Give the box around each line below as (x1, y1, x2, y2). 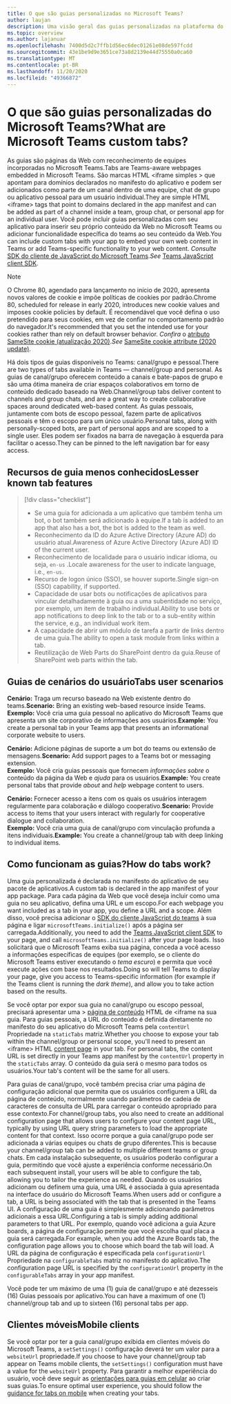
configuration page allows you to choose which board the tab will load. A (7, 1242, 214, 1250)
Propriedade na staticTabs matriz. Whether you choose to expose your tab (7, 1029, 219, 1038)
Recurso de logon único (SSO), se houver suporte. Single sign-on (34, 575, 219, 583)
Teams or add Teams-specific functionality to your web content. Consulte (7, 245, 217, 253)
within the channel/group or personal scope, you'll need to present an (7, 1037, 205, 1045)
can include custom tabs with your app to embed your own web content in (7, 237, 219, 245)
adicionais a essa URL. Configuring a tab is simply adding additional (7, 1212, 198, 1220)
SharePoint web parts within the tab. (34, 656, 138, 664)
